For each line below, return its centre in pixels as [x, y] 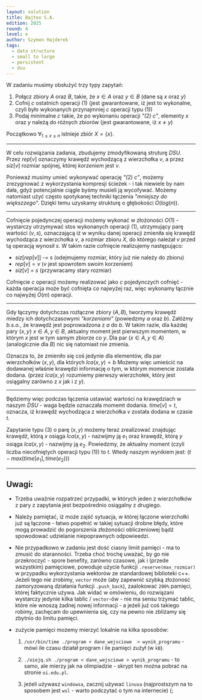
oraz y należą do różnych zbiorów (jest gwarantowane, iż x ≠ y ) [94, 122]
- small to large [33, 57]
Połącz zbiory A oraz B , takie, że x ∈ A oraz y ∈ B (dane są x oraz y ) [100, 96]
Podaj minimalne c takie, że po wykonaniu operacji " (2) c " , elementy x [102, 116]
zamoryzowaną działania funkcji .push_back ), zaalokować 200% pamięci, [103, 586]
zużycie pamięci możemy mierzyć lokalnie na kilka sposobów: [92, 630]
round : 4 [17, 29]
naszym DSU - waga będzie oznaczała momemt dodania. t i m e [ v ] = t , [92, 405]
